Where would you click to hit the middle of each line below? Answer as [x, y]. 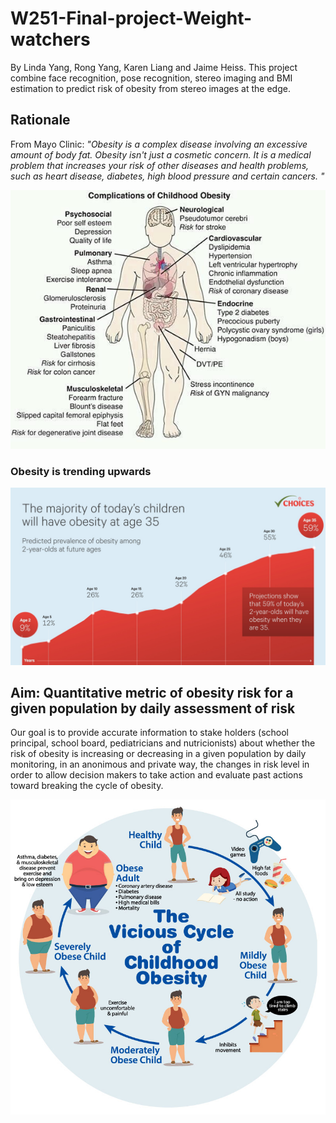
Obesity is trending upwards [81, 471]
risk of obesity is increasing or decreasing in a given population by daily [158, 754]
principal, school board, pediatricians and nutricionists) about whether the [163, 743]
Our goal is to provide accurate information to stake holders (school [149, 733]
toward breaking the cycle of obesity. [87, 786]
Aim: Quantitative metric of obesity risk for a [152, 693]
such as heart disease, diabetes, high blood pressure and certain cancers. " [167, 176]
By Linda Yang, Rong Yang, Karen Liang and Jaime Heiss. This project [154, 67]
